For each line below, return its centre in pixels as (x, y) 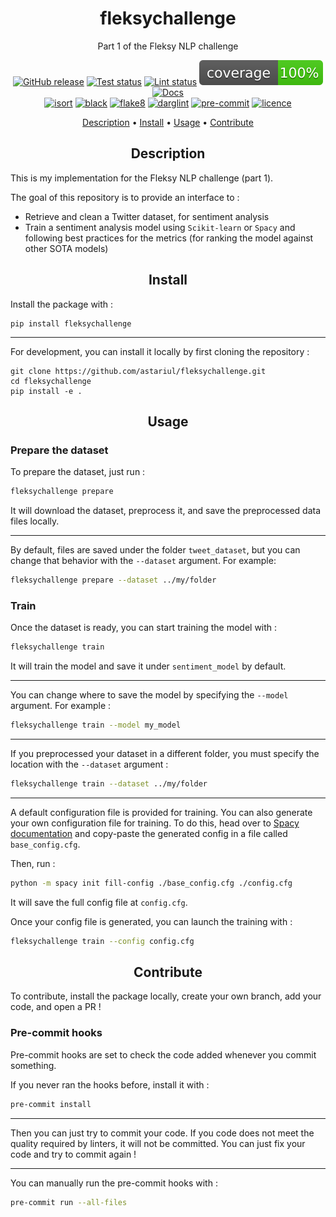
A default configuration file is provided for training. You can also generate (161, 812)
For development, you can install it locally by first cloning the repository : (160, 351)
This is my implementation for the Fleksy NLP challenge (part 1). (142, 178)
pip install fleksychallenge (71, 323)
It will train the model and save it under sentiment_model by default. (148, 666)
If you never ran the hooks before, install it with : (110, 1084)
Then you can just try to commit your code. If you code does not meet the (162, 1133)
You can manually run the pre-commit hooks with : (114, 1183)
